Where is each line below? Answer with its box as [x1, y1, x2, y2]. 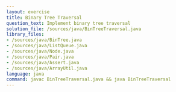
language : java [6, 71, 45, 77]
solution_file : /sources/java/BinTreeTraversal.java [6, 25, 142, 32]
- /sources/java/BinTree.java [6, 37, 83, 43]
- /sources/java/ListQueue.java [6, 43, 87, 49]
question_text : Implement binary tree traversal [6, 20, 131, 26]
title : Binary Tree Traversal [6, 15, 83, 21]
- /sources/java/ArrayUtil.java [6, 65, 87, 71]
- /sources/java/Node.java [6, 48, 74, 54]
